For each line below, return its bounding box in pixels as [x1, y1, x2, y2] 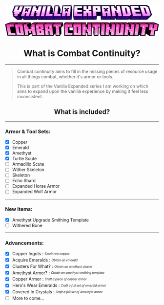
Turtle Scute [12, 156, 37, 162]
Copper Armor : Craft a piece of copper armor [12, 276, 87, 282]
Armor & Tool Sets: [5, 128, 51, 135]
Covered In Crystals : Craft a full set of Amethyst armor [12, 289, 103, 295]
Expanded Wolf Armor [12, 189, 57, 195]
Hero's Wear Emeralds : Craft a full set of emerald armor [12, 283, 106, 288]
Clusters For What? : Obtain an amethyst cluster [12, 263, 93, 269]
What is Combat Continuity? [23, 48, 141, 59]
